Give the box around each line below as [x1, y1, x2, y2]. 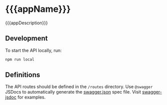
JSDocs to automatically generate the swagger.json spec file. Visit [5, 89, 141, 95]
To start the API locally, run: [5, 47, 62, 53]
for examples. [17, 94, 46, 100]
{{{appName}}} [5, 3, 71, 15]
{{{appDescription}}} [5, 20, 48, 26]
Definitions [5, 71, 40, 79]
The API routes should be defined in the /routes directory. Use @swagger [5, 84, 153, 90]
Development [5, 34, 48, 43]
